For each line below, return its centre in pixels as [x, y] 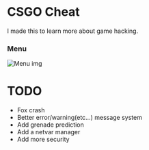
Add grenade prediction [50, 125]
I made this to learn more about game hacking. [73, 31]
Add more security [43, 139]
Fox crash [31, 110]
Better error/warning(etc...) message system [79, 118]
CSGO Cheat [43, 12]
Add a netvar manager [49, 132]
